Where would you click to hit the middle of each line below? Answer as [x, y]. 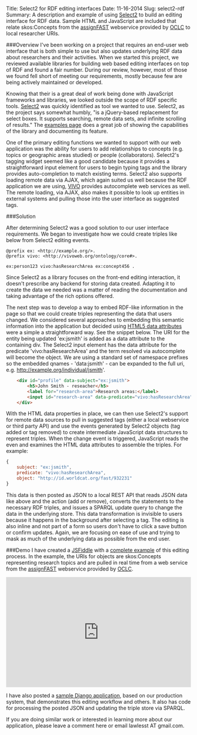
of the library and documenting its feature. [57, 131]
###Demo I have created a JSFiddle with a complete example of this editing [98, 550]
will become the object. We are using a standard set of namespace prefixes [97, 357]
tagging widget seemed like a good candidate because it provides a [88, 161]
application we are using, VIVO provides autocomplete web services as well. [98, 186]
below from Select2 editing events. [48, 240]
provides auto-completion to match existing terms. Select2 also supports [94, 174]
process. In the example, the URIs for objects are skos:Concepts [84, 556]
